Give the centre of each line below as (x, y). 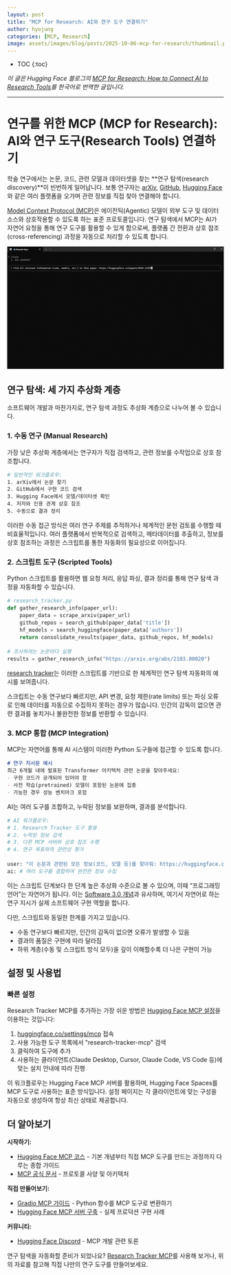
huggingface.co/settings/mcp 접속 (66, 1034)
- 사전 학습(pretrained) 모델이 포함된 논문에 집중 (72, 785)
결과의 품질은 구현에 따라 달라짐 (59, 941)
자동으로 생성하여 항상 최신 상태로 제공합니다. (68, 1101)
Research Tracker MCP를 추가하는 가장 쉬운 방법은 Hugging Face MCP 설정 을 (114, 1011)
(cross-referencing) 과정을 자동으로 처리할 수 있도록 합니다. (88, 237)
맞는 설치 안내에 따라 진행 (51, 1068)
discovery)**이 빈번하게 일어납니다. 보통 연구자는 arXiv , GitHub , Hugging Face (115, 188)
